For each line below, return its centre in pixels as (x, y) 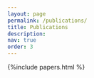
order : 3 (20, 47)
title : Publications (38, 27)
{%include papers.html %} (46, 67)
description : (27, 34)
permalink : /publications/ (47, 21)
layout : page (27, 14)
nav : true (22, 40)
